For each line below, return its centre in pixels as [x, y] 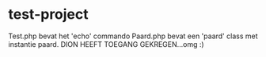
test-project [48, 14]
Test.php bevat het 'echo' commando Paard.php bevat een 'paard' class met [133, 36]
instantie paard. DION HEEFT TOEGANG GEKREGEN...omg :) [106, 44]
